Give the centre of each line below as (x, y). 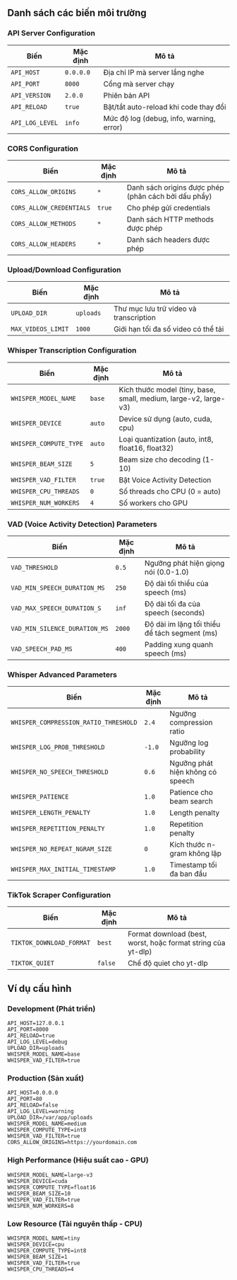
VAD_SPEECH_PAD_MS (42, 649)
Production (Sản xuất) (46, 1078)
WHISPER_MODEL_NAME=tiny (44, 1239)
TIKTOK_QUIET (33, 963)
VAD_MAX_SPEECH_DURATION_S (56, 608)
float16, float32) (146, 448)
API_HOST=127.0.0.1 (36, 1024)
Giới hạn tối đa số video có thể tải (169, 329)
